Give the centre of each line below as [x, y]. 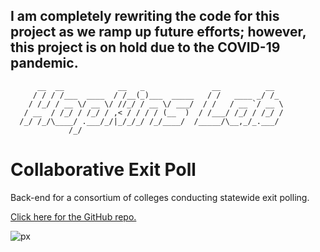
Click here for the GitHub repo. [73, 216]
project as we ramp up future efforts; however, [158, 32]
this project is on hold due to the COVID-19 [145, 47]
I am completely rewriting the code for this [145, 16]
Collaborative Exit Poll [103, 170]
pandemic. [44, 63]
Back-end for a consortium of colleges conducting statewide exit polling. [160, 197]
